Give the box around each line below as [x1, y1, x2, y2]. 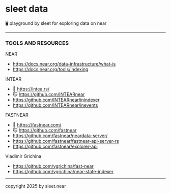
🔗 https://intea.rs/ [12, 86, 50, 92]
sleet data [5, 3, 48, 15]
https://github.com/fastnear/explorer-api [12, 143, 98, 150]
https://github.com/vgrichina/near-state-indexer [12, 169, 113, 175]
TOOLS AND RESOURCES [5, 39, 69, 46]
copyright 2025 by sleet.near [5, 183, 66, 189]
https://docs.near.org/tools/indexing [12, 67, 89, 73]
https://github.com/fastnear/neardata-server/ [12, 133, 108, 139]
